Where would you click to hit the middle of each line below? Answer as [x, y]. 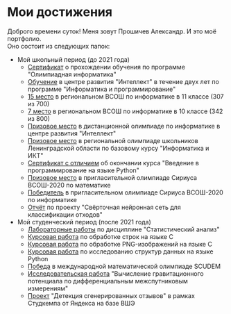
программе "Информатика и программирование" [102, 89]
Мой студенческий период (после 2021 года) [84, 222]
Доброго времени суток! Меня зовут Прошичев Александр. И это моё [112, 31]
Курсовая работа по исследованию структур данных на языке [120, 251]
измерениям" [48, 288]
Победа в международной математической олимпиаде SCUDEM [124, 266]
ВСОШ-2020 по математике [69, 185]
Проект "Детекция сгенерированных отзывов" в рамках [111, 295]
